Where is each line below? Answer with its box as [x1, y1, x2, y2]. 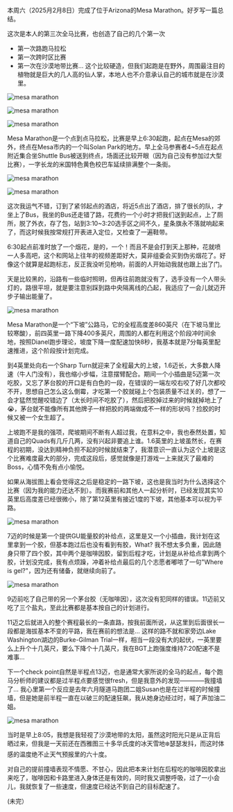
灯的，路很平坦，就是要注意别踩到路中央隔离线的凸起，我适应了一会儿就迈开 [7, 283, 226, 292]
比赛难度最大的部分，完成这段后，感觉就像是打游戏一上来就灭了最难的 [12, 454, 214, 462]
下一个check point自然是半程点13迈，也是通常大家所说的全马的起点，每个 [7, 668, 217, 676]
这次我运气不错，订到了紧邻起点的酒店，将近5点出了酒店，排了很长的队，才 [7, 202, 224, 210]
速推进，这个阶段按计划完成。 [7, 347, 92, 354]
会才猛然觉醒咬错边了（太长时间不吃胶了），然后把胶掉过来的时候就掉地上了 [7, 396, 223, 404]
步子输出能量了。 [7, 292, 56, 300]
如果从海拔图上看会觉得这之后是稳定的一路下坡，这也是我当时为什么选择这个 [7, 478, 226, 486]
